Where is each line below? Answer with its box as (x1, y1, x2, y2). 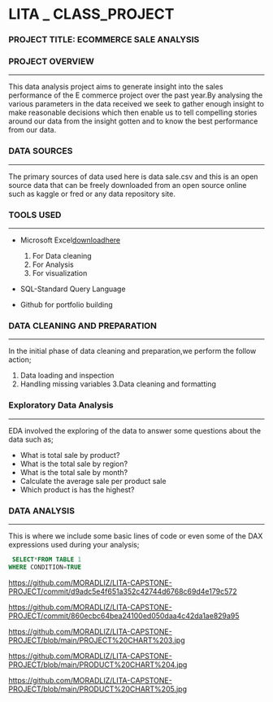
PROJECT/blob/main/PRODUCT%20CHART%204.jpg (8, 660, 188, 669)
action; (8, 355, 32, 364)
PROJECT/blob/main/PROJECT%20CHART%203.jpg (8, 635, 185, 645)
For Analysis (32, 259, 75, 269)
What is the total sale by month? (19, 467, 128, 477)
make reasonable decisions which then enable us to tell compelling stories (8, 107, 258, 118)
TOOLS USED (8, 209, 62, 220)
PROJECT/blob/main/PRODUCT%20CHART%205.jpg (8, 684, 187, 694)
